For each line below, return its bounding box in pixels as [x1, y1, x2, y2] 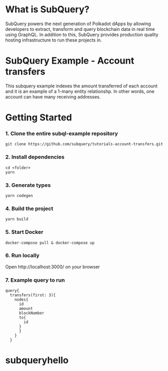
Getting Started [5, 112, 73, 124]
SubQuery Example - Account [5, 55, 134, 67]
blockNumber [18, 310, 44, 316]
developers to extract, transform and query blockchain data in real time [5, 26, 155, 32]
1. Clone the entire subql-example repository [5, 130, 118, 137]
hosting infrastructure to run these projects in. [5, 37, 102, 43]
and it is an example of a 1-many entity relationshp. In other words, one [5, 88, 155, 94]
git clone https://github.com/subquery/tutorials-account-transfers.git [5, 142, 163, 147]
